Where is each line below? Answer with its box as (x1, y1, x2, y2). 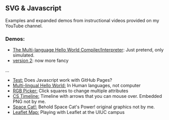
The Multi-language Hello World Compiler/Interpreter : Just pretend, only (12, 47, 164, 53)
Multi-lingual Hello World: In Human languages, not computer (12, 83, 141, 89)
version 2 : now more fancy (12, 57, 69, 64)
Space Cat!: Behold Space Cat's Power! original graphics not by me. (12, 104, 155, 110)
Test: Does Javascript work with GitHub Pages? (12, 77, 113, 83)
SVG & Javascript (5, 4, 62, 13)
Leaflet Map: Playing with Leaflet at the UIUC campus (12, 109, 125, 115)
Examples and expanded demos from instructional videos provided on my (5, 17, 159, 23)
